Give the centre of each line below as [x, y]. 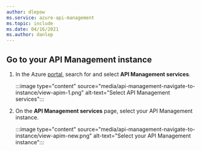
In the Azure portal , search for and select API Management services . [103, 74]
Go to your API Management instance [79, 60]
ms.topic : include [30, 23]
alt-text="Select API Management [128, 92]
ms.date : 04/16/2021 [33, 29]
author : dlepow [26, 12]
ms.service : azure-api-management [51, 18]
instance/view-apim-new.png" [54, 136]
